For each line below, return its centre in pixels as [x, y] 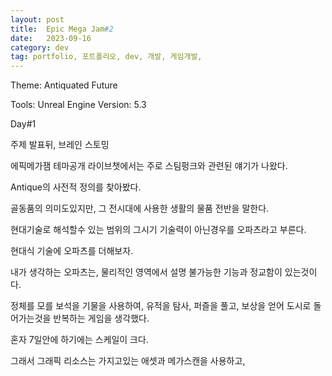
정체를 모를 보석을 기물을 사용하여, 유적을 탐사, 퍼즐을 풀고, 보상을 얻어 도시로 [161, 306]
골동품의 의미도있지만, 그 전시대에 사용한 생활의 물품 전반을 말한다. [140, 208]
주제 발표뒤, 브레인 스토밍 [60, 145]
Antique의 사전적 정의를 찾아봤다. [76, 187]
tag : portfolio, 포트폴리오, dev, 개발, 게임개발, [106, 57]
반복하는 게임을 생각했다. [101, 318]
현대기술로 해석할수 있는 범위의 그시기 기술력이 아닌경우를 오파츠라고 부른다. [158, 230]
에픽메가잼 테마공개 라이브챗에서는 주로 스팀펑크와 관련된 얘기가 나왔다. [149, 166]
